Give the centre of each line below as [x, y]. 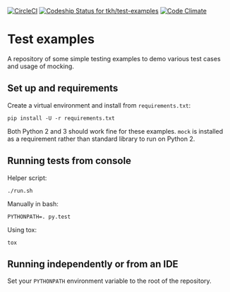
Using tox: [22, 229]
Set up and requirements [63, 88]
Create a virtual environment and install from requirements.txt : [99, 105]
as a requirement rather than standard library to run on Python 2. [101, 139]
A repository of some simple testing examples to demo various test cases [114, 58]
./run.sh [20, 191]
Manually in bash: [33, 203]
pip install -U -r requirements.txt [61, 118]
